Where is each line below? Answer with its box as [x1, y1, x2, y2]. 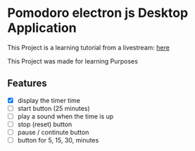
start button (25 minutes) [17, 104, 90, 112]
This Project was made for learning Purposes [7, 56, 139, 65]
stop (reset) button [17, 120, 73, 128]
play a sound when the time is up [17, 111, 114, 121]
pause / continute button [17, 128, 89, 136]
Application [7, 20, 77, 36]
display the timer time [17, 96, 81, 104]
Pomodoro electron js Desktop [7, 5, 189, 21]
